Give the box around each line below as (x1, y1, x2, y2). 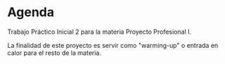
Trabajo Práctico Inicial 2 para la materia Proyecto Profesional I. (7, 27, 192, 36)
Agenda (7, 4, 54, 20)
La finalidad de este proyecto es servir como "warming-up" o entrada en (7, 41, 219, 49)
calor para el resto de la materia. (7, 49, 102, 57)
